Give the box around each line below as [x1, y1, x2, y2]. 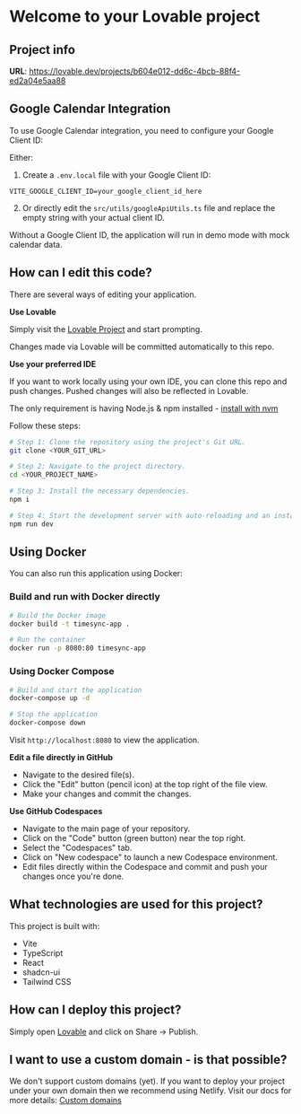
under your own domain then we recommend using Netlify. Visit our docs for [9, 1085, 292, 1096]
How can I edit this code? [9, 265, 152, 280]
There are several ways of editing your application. [9, 289, 197, 300]
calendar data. [9, 239, 63, 250]
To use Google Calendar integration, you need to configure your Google [9, 125, 274, 136]
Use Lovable [9, 306, 56, 317]
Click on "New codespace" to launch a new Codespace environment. [21, 852, 278, 863]
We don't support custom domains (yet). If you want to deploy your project [9, 1075, 285, 1087]
